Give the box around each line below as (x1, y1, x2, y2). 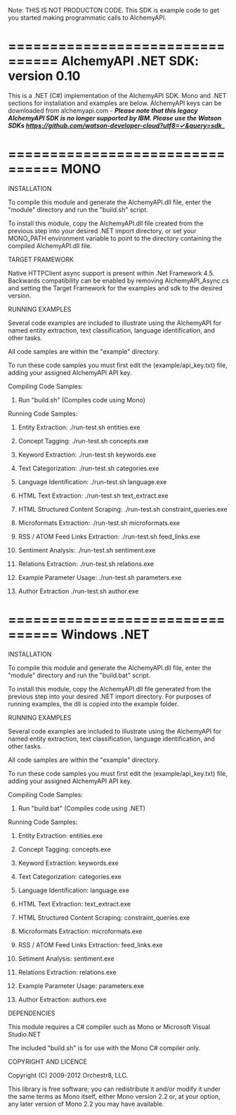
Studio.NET (8, 1030, 41, 1038)
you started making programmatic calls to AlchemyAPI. (8, 13, 167, 22)
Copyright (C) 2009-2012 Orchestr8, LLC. (8, 1071, 129, 1079)
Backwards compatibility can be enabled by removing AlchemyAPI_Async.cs (8, 276, 229, 285)
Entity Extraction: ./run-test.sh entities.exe (18, 423, 140, 431)
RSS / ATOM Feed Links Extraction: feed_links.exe (18, 940, 163, 949)
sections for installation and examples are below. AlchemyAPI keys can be (8, 99, 222, 107)
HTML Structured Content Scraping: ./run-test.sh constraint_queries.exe (18, 505, 228, 513)
